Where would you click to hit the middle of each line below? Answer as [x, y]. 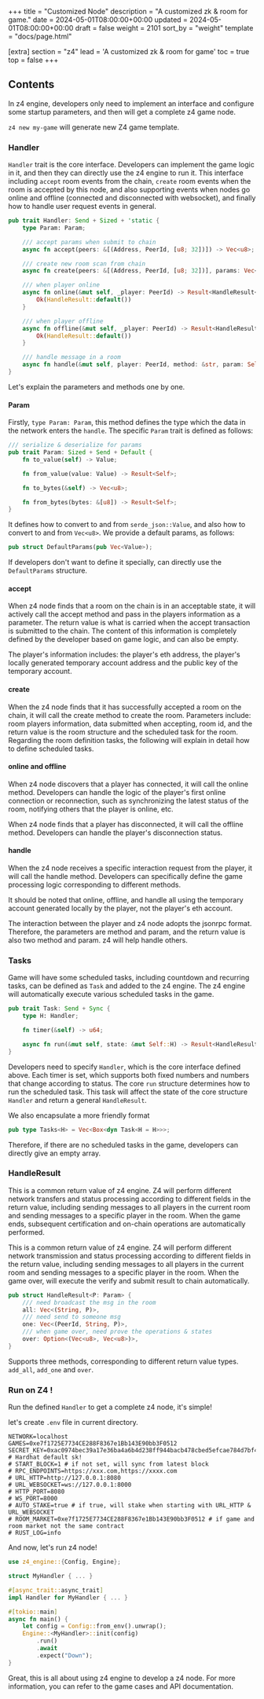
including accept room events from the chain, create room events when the [130, 181]
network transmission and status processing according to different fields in [130, 1255]
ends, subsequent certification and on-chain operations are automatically [127, 1224]
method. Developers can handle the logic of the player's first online [117, 792]
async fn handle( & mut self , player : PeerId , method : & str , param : [133, 364]
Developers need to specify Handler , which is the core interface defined [125, 1067]
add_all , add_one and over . [51, 1369]
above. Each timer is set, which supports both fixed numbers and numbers [129, 1075]
